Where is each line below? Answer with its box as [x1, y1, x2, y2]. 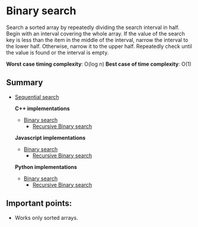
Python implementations [14, 163, 77, 170]
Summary [6, 78, 43, 88]
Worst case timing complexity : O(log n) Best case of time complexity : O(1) [6, 60, 191, 68]
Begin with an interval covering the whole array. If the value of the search [6, 30, 186, 37]
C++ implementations [14, 105, 70, 112]
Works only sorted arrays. [14, 214, 78, 221]
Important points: [6, 199, 72, 209]
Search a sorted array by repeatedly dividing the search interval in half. [6, 24, 180, 31]
